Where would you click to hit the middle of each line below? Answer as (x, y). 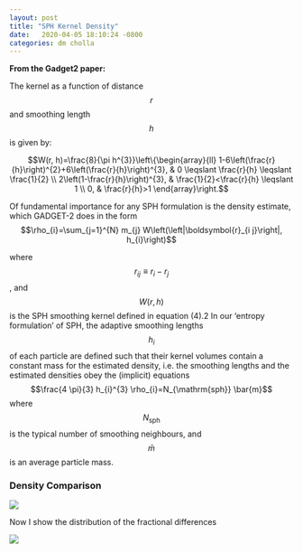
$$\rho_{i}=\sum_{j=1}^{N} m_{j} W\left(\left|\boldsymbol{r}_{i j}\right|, (151, 230)
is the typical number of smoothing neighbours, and (106, 434)
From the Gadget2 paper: (58, 69)
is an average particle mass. (62, 462)
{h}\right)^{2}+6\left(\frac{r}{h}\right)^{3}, (90, 170)
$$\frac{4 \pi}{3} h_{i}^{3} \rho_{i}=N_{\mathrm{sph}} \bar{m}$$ (151, 389)
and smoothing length (50, 115)
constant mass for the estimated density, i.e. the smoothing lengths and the (150, 365)
